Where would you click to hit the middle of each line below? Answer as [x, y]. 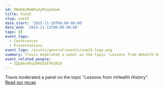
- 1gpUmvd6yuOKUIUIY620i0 [36, 63]
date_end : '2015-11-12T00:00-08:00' [42, 28]
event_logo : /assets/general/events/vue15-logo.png [59, 50]
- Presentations [26, 45]
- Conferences [24, 41]
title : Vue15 [18, 14]
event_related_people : [28, 59]
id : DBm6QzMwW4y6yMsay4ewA [32, 9]
